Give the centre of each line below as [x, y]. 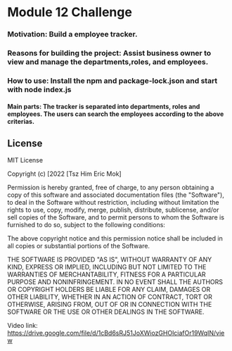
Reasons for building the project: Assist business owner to [109, 53]
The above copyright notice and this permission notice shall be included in [115, 238]
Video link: [22, 326]
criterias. [21, 121]
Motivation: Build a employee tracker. [72, 34]
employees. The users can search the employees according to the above [116, 114]
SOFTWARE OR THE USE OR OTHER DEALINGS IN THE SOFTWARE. [106, 312]
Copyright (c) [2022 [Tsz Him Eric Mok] [64, 174]
